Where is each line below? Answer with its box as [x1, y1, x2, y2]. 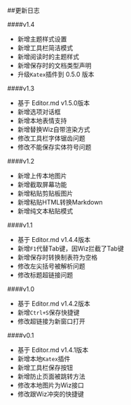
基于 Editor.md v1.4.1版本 [17, 346, 89, 354]
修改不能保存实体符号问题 [17, 143, 92, 151]
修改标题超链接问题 [17, 271, 74, 279]
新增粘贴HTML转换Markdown [17, 198, 103, 206]
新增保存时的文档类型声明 [17, 61, 92, 69]
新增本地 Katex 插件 [17, 355, 71, 363]
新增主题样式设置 [17, 35, 67, 43]
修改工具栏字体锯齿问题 [17, 134, 85, 143]
